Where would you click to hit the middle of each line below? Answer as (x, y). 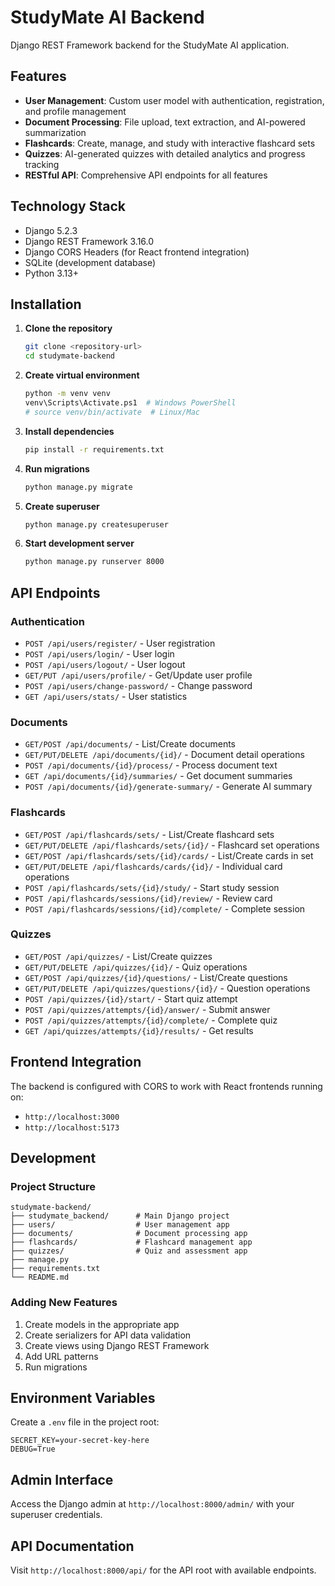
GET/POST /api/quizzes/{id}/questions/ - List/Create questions (156, 977)
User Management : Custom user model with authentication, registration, (174, 100)
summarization (55, 132)
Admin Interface (62, 1479)
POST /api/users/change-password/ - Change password (138, 685)
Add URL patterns (61, 1356)
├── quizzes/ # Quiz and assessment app (129, 1251)
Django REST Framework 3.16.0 (89, 241)
